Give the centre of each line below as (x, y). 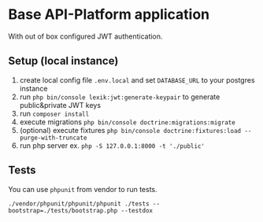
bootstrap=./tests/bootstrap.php (63, 210)
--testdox (137, 210)
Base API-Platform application (109, 15)
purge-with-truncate (53, 138)
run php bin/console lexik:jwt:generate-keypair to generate (120, 97)
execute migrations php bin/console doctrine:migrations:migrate (128, 122)
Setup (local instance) (63, 61)
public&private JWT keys (60, 105)
